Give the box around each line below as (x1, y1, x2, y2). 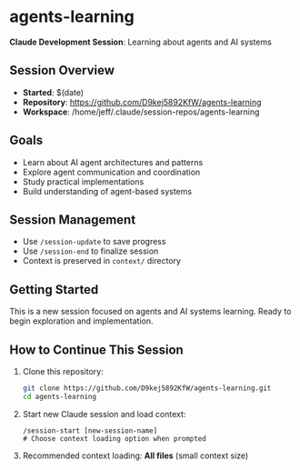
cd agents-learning (22, 392, 97, 401)
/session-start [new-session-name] (22, 425, 158, 435)
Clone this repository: (22, 366, 104, 376)
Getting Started (9, 282, 99, 297)
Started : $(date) (22, 86, 85, 97)
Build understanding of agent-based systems (22, 185, 193, 196)
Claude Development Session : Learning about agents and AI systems (9, 36, 273, 47)
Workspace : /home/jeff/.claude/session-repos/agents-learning (22, 106, 260, 117)
